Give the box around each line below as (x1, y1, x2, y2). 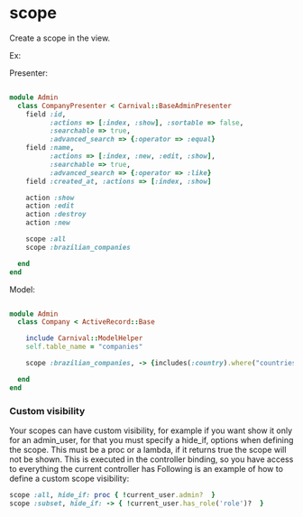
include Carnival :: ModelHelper (25, 334, 143, 343)
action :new (25, 218, 70, 227)
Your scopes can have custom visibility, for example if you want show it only (9, 425, 293, 436)
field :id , (25, 109, 67, 119)
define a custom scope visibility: (9, 473, 130, 484)
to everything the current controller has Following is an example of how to (9, 463, 284, 474)
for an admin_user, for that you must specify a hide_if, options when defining (9, 434, 294, 445)
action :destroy (25, 210, 87, 219)
